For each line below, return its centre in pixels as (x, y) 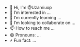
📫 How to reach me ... (32, 28)
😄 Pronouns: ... (25, 35)
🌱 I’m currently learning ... (35, 18)
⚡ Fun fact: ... (23, 40)
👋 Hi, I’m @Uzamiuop (31, 7)
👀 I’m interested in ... (30, 12)
